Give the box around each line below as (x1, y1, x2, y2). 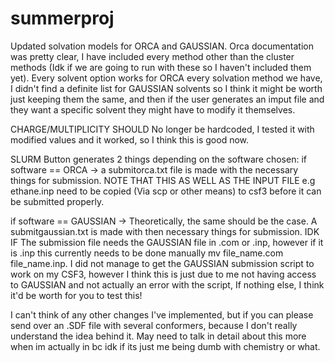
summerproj (10, 7, 115, 30)
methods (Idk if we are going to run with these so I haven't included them (10, 61, 312, 73)
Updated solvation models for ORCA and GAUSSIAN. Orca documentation (10, 40, 315, 52)
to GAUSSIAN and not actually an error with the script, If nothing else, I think (10, 278, 325, 291)
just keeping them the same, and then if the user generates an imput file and (10, 93, 325, 105)
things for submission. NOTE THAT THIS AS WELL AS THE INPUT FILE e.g (10, 174, 316, 186)
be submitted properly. (10, 195, 105, 207)
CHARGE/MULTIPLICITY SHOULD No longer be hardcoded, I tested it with (10, 123, 315, 135)
